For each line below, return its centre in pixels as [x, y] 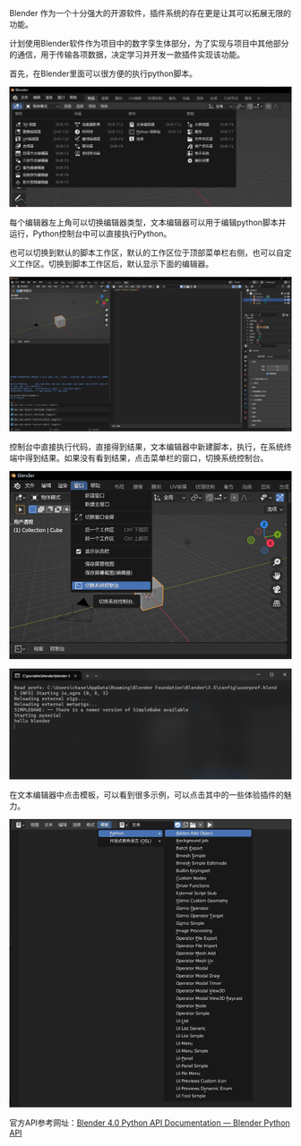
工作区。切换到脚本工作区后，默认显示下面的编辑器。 [115, 264]
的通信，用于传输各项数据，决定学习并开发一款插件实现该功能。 [127, 55]
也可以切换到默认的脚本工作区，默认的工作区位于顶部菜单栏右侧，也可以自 [146, 252]
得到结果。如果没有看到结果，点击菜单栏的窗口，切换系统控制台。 [146, 458]
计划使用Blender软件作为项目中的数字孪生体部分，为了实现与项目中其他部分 [149, 43]
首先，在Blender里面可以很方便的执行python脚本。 [103, 73]
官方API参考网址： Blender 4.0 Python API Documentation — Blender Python [150, 1123]
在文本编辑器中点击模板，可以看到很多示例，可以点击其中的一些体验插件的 [146, 794]
